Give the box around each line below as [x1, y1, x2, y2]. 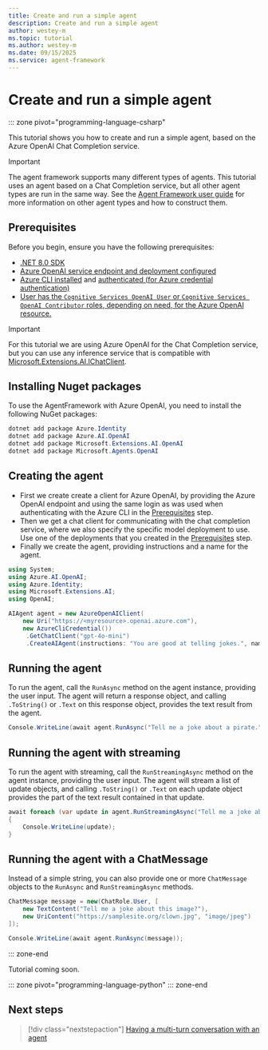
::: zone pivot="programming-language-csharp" [8, 117, 166, 126]
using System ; [8, 565, 56, 573]
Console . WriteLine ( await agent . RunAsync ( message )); [8, 934, 183, 942]
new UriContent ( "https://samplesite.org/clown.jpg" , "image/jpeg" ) [22, 912, 251, 920]
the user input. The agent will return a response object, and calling [8, 691, 227, 701]
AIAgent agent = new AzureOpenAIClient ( [8, 609, 145, 618]
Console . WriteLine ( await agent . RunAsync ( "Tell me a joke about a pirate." [8, 724, 262, 732]
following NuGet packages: [8, 409, 97, 419]
